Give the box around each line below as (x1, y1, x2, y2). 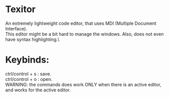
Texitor (5, 4, 36, 15)
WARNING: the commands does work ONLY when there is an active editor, (5, 81, 162, 87)
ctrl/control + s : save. (5, 71, 51, 77)
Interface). (5, 25, 27, 31)
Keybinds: (5, 54, 49, 66)
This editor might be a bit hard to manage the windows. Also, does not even (5, 31, 164, 37)
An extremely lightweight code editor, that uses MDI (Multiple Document (5, 20, 157, 26)
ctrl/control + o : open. (5, 76, 52, 82)
